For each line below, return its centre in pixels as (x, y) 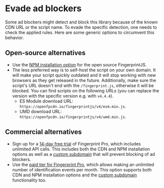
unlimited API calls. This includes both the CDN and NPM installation (81, 149)
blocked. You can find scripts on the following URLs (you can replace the (85, 90)
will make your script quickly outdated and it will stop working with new (84, 75)
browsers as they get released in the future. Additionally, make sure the (84, 80)
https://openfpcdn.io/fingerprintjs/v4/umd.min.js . (73, 116)
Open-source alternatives (45, 53)
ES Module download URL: (46, 101)
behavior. (14, 38)
